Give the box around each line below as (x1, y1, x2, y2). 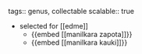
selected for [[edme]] (19, 22, 88, 30)
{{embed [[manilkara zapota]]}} (30, 30, 133, 39)
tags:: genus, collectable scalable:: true (8, 7, 135, 15)
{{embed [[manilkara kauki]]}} (30, 38, 128, 47)
